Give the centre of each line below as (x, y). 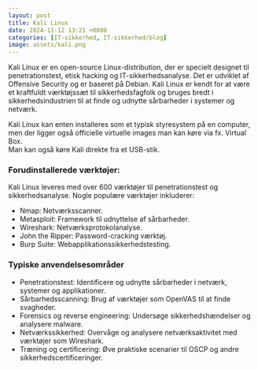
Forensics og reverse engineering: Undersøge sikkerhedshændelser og (135, 316)
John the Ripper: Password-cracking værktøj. (93, 236)
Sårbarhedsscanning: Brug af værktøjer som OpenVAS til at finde (125, 299)
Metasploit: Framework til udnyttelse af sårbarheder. (105, 219)
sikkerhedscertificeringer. (61, 357)
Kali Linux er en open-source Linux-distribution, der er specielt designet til (129, 67)
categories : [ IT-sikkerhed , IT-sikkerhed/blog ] (88, 37)
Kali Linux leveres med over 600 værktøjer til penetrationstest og (113, 187)
